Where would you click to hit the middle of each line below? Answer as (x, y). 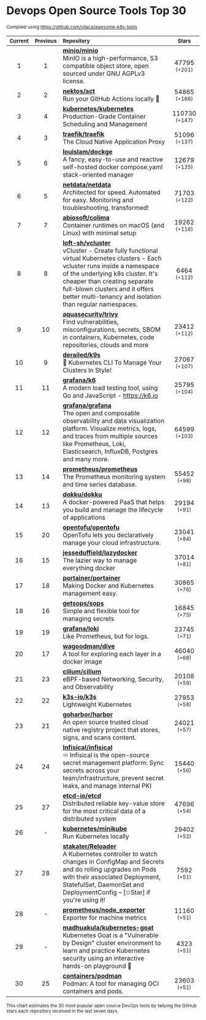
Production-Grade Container (104, 116)
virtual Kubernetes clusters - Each (112, 258)
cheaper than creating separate (108, 281)
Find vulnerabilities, (90, 321)
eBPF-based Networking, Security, (113, 679)
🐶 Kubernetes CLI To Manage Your (112, 362)
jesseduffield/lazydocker (100, 553)
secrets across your (91, 770)
